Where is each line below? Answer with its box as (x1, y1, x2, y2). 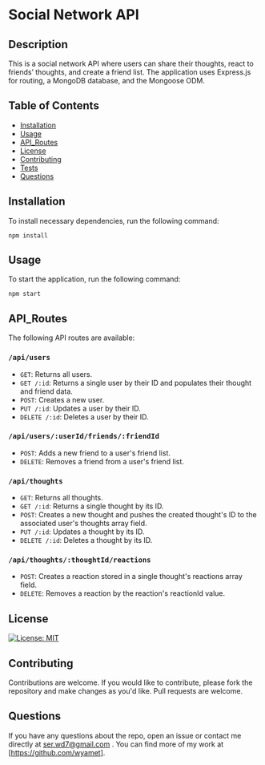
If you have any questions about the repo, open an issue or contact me (8, 731, 242, 740)
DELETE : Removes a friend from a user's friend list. (19, 456, 184, 466)
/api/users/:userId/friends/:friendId (8, 431, 160, 441)
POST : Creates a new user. (19, 395, 105, 404)
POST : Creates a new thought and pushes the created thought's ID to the (19, 510, 258, 520)
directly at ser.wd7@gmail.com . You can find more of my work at (8, 739, 224, 749)
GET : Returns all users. (19, 369, 93, 378)
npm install (8, 231, 48, 240)
